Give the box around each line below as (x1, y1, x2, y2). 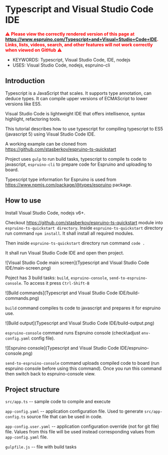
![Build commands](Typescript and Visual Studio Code (5, 290, 118, 296)
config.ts (5, 415, 26, 420)
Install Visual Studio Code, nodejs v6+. (5, 210, 86, 216)
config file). (31, 335, 55, 341)
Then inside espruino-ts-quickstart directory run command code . (5, 240, 145, 246)
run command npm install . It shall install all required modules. (5, 230, 134, 236)
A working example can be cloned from (5, 141, 87, 147)
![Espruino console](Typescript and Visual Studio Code (5, 345, 119, 351)
